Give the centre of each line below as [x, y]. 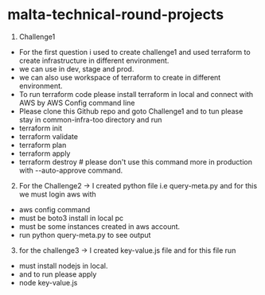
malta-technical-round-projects [116, 15]
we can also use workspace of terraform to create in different [120, 77]
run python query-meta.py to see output [85, 235]
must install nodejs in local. [63, 266]
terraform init [41, 128]
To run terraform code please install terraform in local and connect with [136, 94]
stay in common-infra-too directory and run [90, 119]
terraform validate [49, 136]
